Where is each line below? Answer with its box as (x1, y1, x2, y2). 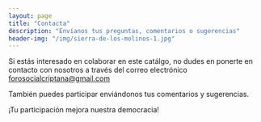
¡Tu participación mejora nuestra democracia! (8, 105, 160, 115)
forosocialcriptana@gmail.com (8, 74, 111, 83)
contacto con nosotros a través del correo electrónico (8, 65, 187, 75)
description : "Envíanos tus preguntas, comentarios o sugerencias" (8, 27, 241, 35)
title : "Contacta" (8, 19, 70, 27)
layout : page (8, 11, 53, 20)
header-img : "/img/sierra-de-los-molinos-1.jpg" (8, 34, 175, 43)
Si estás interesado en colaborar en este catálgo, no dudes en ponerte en (8, 57, 253, 66)
